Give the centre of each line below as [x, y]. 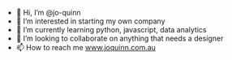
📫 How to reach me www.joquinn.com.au [86, 47]
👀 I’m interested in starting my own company [90, 21]
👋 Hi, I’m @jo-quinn [48, 13]
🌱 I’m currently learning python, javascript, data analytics [111, 30]
